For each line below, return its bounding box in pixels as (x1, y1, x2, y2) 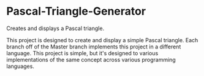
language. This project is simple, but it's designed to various (6, 49, 159, 56)
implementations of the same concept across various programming (6, 56, 176, 63)
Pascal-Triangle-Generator (6, 4, 146, 18)
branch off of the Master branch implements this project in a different (6, 43, 181, 50)
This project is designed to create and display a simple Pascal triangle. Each (6, 36, 198, 44)
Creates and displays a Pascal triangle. (6, 25, 105, 32)
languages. (6, 63, 35, 70)
